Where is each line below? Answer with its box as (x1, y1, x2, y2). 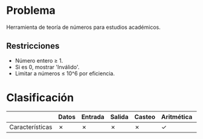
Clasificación (6, 91, 74, 104)
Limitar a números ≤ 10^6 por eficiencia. (14, 70, 115, 77)
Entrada (81, 113, 105, 121)
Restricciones (6, 41, 60, 51)
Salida (110, 113, 129, 121)
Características (9, 123, 53, 131)
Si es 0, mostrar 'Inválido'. (14, 63, 80, 70)
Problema (6, 4, 56, 17)
